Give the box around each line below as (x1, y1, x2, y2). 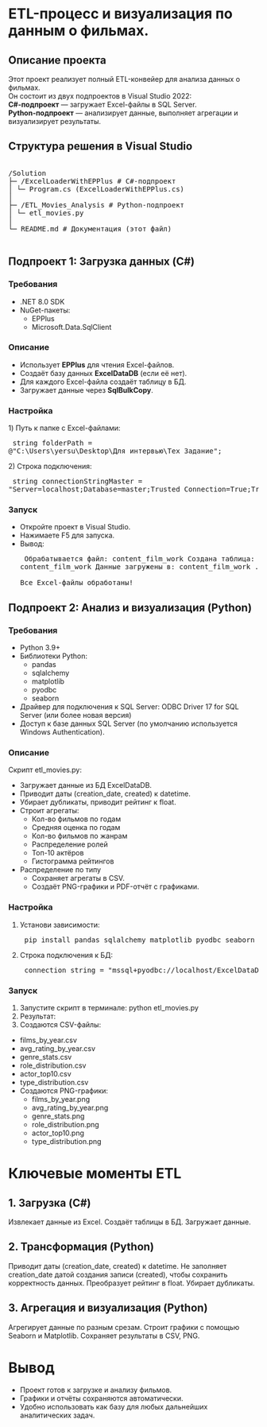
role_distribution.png (31, 1119, 99, 1129)
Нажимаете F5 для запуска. (19, 530, 115, 541)
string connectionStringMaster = (12, 477, 143, 486)
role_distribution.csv (19, 1061, 87, 1070)
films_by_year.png (31, 1094, 91, 1103)
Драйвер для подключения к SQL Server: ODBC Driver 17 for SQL (19, 702, 240, 712)
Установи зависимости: (19, 920, 101, 929)
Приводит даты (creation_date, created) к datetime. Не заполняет (8, 1261, 227, 1270)
